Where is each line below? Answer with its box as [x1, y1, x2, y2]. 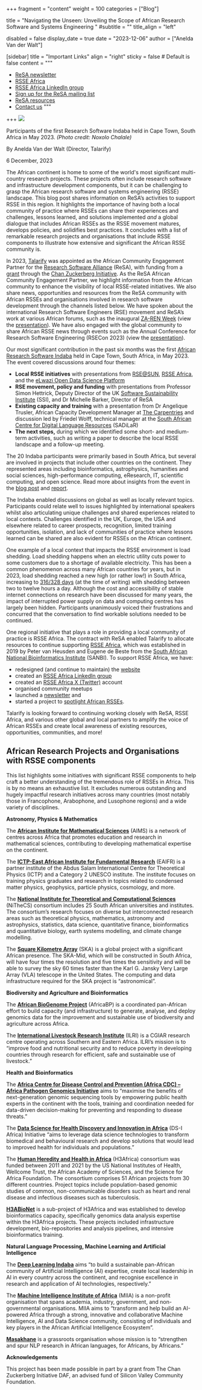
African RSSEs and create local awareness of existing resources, [6, 722, 168, 729]
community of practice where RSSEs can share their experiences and [6, 207, 179, 214]
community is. [6, 245, 42, 253]
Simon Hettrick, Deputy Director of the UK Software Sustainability [14, 390, 178, 397]
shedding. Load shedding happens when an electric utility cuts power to [6, 553, 186, 560]
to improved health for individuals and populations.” [6, 1143, 134, 1151]
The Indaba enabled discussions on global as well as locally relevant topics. [6, 496, 195, 503]
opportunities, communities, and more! [6, 729, 103, 736]
